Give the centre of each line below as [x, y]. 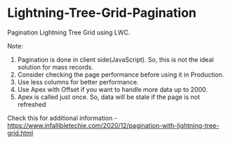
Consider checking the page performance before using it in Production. [121, 74]
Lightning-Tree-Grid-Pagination [102, 13]
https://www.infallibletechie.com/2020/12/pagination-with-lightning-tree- [113, 125]
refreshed [32, 104]
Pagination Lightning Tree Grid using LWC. [69, 32]
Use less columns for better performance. [78, 81]
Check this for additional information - [62, 118]
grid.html [20, 133]
